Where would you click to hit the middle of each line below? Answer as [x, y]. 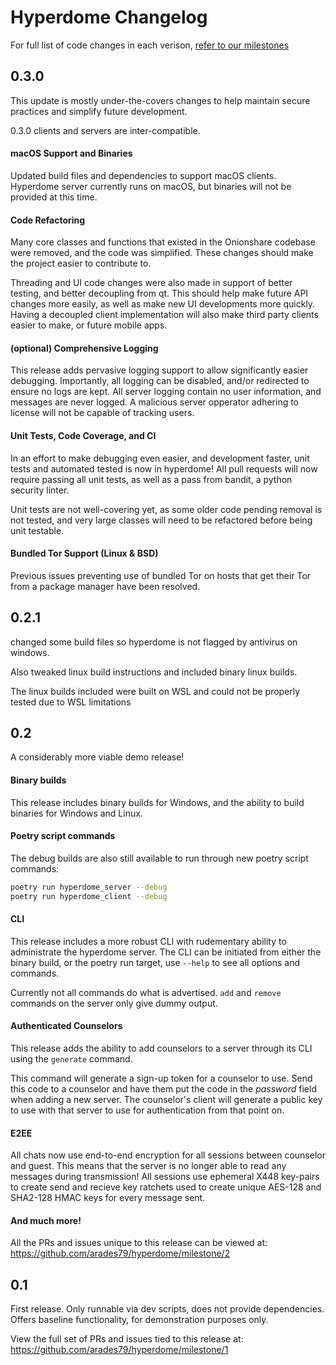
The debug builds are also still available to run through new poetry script [159, 858]
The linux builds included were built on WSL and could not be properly [155, 691]
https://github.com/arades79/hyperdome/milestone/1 [119, 1350]
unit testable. [37, 530]
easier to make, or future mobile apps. [89, 325]
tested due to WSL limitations [71, 702]
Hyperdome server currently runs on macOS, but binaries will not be [151, 186]
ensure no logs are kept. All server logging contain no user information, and [166, 392]
